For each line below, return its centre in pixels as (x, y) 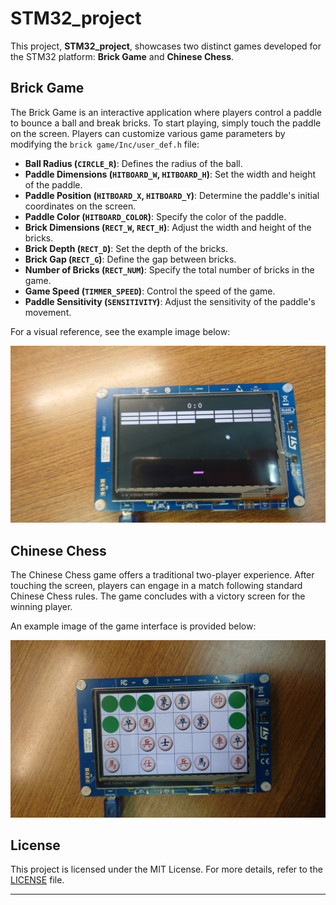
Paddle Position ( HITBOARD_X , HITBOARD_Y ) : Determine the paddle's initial (172, 195)
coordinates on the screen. (80, 206)
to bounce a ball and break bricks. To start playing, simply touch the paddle (166, 123)
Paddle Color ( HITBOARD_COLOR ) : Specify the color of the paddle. (155, 216)
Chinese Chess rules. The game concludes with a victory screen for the (158, 596)
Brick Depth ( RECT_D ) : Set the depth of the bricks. (126, 248)
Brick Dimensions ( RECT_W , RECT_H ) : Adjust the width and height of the (168, 227)
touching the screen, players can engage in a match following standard (156, 586)
